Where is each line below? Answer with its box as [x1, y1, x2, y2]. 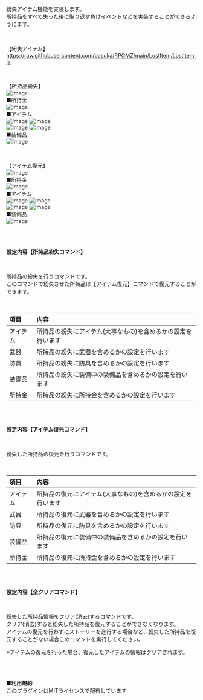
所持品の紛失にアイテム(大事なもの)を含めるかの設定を [36, 327, 192, 335]
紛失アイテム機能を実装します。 [6, 5, 85, 12]
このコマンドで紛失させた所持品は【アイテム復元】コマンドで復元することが [6, 281, 196, 287]
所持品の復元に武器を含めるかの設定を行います [36, 510, 170, 518]
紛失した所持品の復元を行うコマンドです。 [6, 450, 112, 458]
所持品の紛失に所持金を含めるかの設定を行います [36, 391, 176, 399]
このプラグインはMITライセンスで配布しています [6, 687, 127, 694]
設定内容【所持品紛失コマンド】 [6, 248, 86, 255]
